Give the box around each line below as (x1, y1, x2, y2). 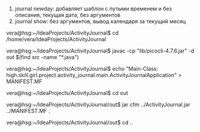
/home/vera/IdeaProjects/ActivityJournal (6, 36, 107, 42)
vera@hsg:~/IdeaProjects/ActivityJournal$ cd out (6, 90, 129, 96)
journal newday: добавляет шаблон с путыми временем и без (14, 5, 172, 12)
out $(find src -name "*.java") (6, 54, 79, 60)
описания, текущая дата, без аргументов (14, 11, 121, 19)
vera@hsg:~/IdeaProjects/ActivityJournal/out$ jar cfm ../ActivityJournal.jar (6, 101, 190, 108)
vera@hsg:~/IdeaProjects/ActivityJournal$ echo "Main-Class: (6, 65, 159, 72)
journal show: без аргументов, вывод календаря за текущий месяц (14, 18, 186, 24)
